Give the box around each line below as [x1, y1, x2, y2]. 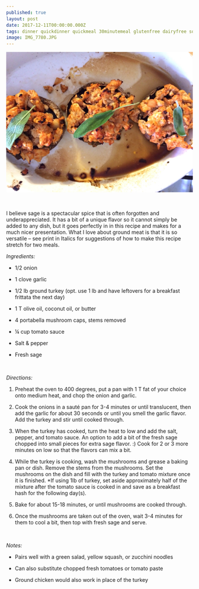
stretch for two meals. [6, 241, 60, 249]
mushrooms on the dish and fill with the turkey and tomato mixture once [14, 471, 191, 478]
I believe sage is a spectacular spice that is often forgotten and [6, 210, 160, 217]
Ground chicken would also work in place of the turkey [14, 577, 149, 584]
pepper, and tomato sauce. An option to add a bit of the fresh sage [14, 434, 178, 441]
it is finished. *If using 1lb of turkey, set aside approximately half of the [14, 477, 188, 484]
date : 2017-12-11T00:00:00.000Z [6, 22, 86, 28]
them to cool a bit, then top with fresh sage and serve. [14, 519, 147, 526]
